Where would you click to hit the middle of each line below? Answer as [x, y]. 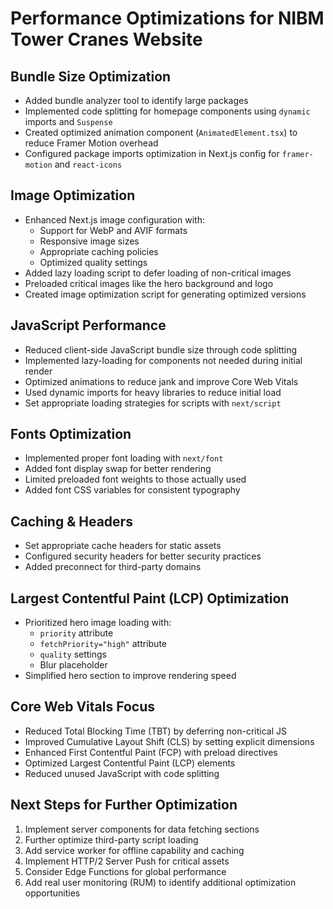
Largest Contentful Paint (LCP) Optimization [150, 598]
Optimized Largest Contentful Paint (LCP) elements [130, 763]
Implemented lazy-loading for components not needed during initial [163, 360]
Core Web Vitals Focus [82, 707]
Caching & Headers [71, 521]
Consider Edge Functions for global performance [125, 871]
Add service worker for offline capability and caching [134, 850]
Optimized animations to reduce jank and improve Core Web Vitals [161, 381]
